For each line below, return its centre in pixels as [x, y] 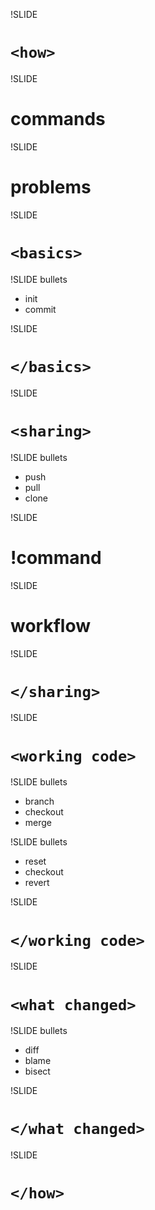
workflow [50, 625]
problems [51, 187]
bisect [37, 1071]
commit [40, 309]
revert [37, 883]
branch [39, 801]
